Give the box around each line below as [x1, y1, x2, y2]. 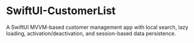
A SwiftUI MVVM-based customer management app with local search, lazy [6, 24, 189, 31]
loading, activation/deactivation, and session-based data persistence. [6, 29, 176, 37]
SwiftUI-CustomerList [6, 4, 116, 18]
